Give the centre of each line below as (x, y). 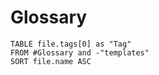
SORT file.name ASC (51, 61)
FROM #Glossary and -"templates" (80, 52)
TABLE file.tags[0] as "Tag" (71, 44)
